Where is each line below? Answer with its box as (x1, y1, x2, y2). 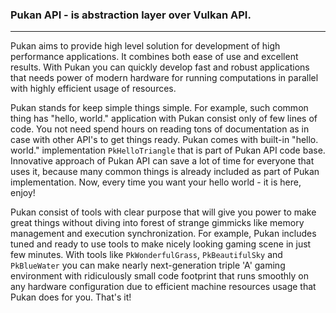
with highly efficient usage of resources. (10, 83, 177, 95)
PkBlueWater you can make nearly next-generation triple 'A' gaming (10, 259, 286, 272)
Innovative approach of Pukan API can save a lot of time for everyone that (10, 155, 315, 167)
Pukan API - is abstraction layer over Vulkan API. (10, 8, 252, 22)
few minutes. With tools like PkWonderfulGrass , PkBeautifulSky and (10, 249, 283, 261)
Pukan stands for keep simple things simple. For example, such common (10, 102, 309, 114)
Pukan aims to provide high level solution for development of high (10, 40, 281, 52)
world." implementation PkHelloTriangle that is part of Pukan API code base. (10, 144, 326, 157)
